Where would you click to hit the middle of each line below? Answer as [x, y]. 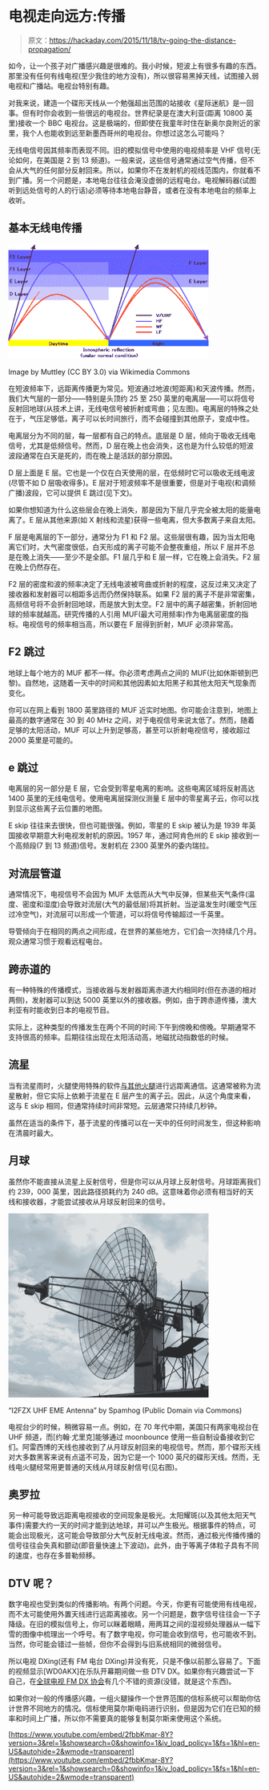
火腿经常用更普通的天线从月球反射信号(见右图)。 [102, 1467]
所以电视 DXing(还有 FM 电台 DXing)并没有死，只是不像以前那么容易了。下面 [134, 1662]
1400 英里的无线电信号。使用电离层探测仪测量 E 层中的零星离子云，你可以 [130, 799]
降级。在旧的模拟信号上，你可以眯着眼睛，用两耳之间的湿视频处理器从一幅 [131, 1624]
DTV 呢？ [31, 1583]
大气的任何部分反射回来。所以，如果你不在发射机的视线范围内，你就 [134, 170]
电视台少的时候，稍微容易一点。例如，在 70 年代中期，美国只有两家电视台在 [134, 1426]
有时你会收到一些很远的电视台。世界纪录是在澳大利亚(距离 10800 [137, 112]
